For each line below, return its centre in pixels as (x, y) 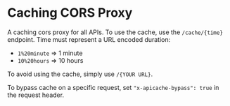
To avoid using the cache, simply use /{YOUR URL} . (80, 74)
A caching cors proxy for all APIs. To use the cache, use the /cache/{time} (115, 32)
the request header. (36, 95)
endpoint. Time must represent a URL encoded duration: (89, 39)
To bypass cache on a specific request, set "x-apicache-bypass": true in (113, 87)
